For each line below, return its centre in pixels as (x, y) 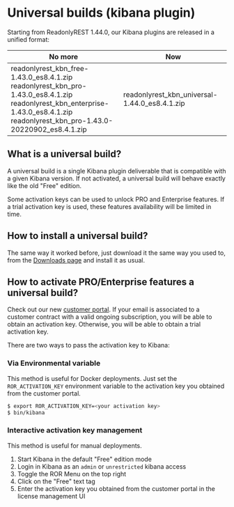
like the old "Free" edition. (45, 185)
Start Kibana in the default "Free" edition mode (84, 459)
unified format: (29, 39)
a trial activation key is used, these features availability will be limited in (109, 206)
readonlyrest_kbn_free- (50, 68)
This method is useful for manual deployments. (75, 445)
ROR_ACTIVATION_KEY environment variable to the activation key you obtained (116, 386)
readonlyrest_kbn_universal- (170, 94)
